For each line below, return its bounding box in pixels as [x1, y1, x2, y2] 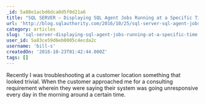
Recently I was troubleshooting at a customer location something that [6, 71, 181, 78]
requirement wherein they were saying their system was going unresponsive [6, 84, 198, 92]
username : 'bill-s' [6, 43, 56, 50]
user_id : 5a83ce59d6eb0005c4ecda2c [6, 37, 97, 43]
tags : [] [6, 54, 29, 61]
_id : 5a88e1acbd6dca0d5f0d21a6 [6, 9, 86, 15]
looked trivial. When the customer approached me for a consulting [6, 78, 173, 85]
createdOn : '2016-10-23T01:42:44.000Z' [6, 49, 108, 55]
